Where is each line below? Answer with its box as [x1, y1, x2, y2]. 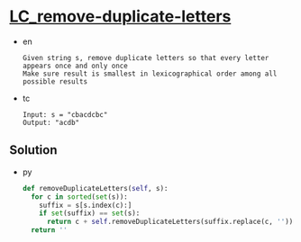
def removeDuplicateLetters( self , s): [22, 184, 169, 193]
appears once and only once [22, 61, 128, 70]
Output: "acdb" [22, 118, 80, 127]
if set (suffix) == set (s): [39, 209, 141, 218]
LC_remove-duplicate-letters [9, 6, 232, 27]
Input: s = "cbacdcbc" [22, 110, 108, 119]
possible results [22, 76, 88, 86]
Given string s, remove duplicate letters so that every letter [22, 53, 269, 62]
